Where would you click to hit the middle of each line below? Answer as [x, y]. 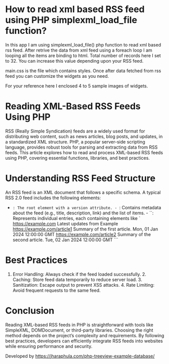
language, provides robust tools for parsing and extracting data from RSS [81, 147]
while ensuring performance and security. [49, 346]
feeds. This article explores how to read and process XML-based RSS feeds [84, 152]
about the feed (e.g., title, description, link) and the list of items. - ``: [83, 213]
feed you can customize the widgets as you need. [57, 76]
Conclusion [30, 311]
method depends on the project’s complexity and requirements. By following [85, 335]
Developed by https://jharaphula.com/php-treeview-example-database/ [80, 356]
